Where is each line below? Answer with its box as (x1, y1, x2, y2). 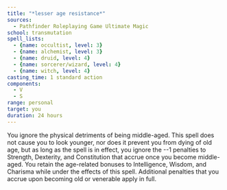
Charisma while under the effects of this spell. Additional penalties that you (7, 167, 219, 176)
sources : (7, 16, 32, 23)
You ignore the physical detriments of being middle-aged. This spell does (7, 131, 215, 139)
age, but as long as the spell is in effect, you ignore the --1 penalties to (7, 145, 206, 154)
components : (7, 80, 41, 87)
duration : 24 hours (7, 112, 63, 119)
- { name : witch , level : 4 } (13, 67, 91, 74)
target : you (7, 106, 41, 112)
